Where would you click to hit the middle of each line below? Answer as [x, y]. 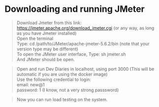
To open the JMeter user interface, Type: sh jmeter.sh [71, 54]
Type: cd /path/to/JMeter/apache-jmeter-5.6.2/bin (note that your [83, 43]
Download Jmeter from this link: [49, 23]
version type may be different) [47, 49]
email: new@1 [31, 84]
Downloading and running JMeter [75, 9]
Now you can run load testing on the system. [62, 99]
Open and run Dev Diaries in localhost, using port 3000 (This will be [85, 69]
